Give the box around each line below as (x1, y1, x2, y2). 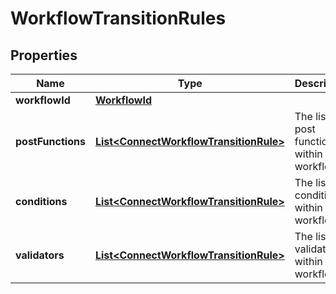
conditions (15, 195, 68, 208)
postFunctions (15, 135, 86, 148)
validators (15, 248, 65, 262)
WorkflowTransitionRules (10, 7, 227, 30)
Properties (10, 47, 78, 64)
